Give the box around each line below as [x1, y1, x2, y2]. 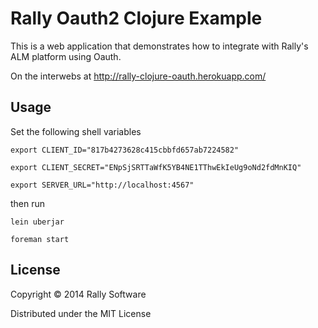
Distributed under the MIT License [10, 307, 152, 319]
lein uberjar [10, 217, 65, 227]
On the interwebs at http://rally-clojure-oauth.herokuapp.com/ [10, 70, 267, 82]
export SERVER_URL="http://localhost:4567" [10, 180, 195, 190]
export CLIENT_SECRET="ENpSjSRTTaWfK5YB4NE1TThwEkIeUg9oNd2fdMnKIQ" [10, 162, 302, 172]
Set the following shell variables [10, 125, 142, 137]
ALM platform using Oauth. [10, 50, 122, 62]
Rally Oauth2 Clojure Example [10, 7, 263, 30]
